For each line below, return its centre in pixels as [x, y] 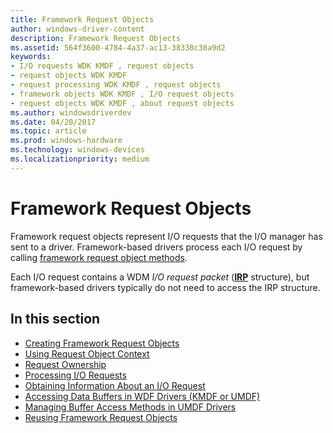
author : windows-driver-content [77, 29]
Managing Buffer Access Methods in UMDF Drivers [130, 407]
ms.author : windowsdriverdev [71, 112]
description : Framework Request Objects [96, 38]
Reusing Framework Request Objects [101, 417]
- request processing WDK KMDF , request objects [116, 85]
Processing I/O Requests [75, 375]
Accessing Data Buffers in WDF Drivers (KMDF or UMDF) [142, 396]
